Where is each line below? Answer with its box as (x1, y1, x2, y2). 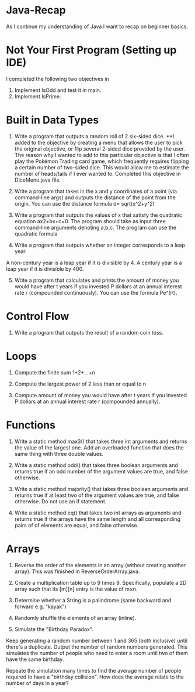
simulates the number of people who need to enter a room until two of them (6, 649, 188, 656)
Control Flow (6, 310, 69, 323)
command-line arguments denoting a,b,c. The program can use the (14, 224, 177, 231)
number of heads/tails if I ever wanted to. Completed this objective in (14, 170, 181, 177)
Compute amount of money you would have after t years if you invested (14, 391, 187, 398)
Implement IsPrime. (14, 93, 61, 100)
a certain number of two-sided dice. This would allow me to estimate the (14, 163, 189, 171)
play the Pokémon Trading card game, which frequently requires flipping (14, 158, 189, 165)
